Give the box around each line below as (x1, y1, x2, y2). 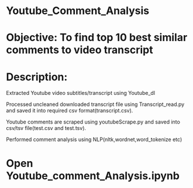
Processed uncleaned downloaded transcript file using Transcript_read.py (6, 101, 185, 108)
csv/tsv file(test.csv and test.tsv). (6, 125, 87, 132)
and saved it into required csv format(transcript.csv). (6, 107, 133, 114)
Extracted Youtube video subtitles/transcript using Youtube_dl (6, 90, 156, 97)
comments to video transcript (6, 43, 153, 57)
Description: (6, 70, 68, 83)
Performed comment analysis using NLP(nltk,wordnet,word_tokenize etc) (6, 136, 182, 143)
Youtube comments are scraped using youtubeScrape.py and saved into (6, 118, 180, 125)
